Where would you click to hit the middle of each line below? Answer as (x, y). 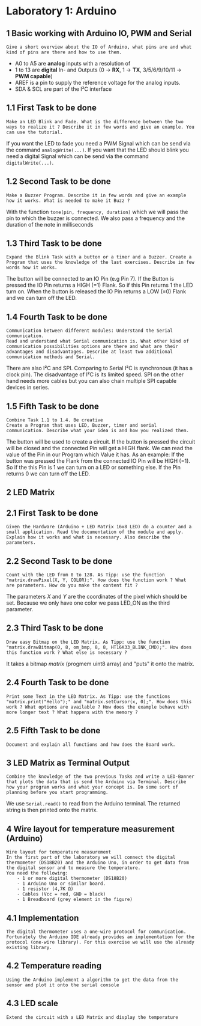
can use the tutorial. (34, 132)
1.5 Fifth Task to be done (52, 406)
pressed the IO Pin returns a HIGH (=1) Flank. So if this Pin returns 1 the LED (100, 285)
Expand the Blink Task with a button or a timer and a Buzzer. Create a (99, 257)
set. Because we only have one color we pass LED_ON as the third (88, 603)
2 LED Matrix (31, 493)
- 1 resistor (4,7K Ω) (45, 889)
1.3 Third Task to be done (54, 244)
